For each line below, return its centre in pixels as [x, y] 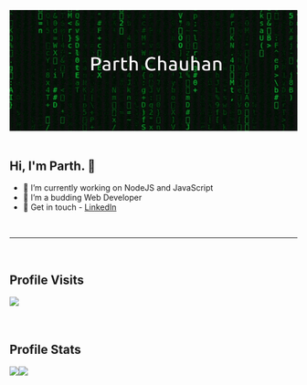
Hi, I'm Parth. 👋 [53, 166]
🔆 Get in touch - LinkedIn [69, 207]
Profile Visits [47, 280]
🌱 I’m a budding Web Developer [82, 198]
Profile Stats [45, 349]
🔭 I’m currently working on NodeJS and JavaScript [118, 188]
